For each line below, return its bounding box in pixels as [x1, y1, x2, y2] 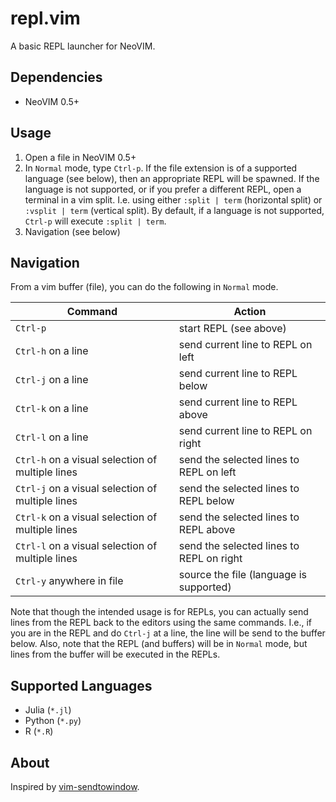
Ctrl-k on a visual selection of [15, 510, 158, 524]
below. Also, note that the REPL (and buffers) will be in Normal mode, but [10, 638, 308, 650]
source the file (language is [178, 568, 308, 582]
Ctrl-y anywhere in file [15, 574, 124, 588]
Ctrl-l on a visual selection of [15, 539, 158, 553]
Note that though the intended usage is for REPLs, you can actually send [10, 606, 309, 618]
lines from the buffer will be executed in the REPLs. [10, 648, 221, 661]
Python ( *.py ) [24, 715, 82, 727]
